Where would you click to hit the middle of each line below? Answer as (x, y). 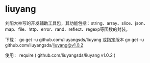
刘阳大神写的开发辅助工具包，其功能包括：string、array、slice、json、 (76, 23)
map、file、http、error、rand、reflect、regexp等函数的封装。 (68, 29)
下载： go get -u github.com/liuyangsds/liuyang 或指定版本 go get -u (75, 40)
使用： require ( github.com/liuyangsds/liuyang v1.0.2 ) (60, 55)
